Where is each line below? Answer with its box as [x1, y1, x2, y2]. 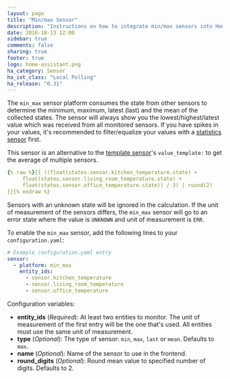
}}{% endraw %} [7, 188, 51, 195]
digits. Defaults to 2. [16, 364, 74, 372]
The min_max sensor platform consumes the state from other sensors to [7, 99, 207, 107]
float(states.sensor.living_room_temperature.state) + [22, 175, 183, 182]
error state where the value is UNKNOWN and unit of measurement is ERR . [7, 215, 205, 223]
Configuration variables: [7, 299, 75, 308]
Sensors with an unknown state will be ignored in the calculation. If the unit [7, 200, 219, 209]
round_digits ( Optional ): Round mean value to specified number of [16, 356, 206, 365]
